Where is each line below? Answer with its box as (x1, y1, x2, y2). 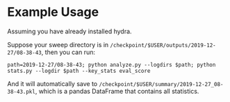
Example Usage (7, 4, 99, 20)
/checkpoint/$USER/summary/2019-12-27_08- (99, 80, 224, 87)
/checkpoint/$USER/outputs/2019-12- (110, 42, 217, 49)
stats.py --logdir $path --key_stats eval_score (7, 67, 151, 74)
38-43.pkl (7, 88, 36, 95)
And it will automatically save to (7, 79, 98, 87)
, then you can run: (41, 48, 96, 56)
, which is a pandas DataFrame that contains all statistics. (35, 87, 199, 95)
